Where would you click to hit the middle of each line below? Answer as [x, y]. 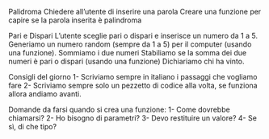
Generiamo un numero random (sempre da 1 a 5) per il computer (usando [130, 44]
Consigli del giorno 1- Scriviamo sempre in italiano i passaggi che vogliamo [133, 77]
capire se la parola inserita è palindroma [75, 20]
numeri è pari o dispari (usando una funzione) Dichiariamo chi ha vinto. [126, 61]
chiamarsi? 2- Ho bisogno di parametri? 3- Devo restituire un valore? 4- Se [132, 118]
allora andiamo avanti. [45, 94]
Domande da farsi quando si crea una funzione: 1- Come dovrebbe [119, 109]
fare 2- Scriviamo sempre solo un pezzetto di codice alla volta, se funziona [133, 85]
